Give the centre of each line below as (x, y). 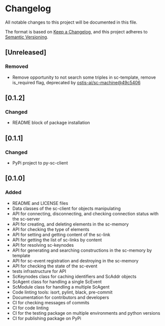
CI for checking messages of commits (51, 302)
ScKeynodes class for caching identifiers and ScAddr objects (74, 276)
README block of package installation (51, 123)
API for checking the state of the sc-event (55, 266)
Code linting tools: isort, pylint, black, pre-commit (62, 292)
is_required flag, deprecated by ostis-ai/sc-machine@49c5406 (76, 82)
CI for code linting (31, 308)
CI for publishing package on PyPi (47, 318)
